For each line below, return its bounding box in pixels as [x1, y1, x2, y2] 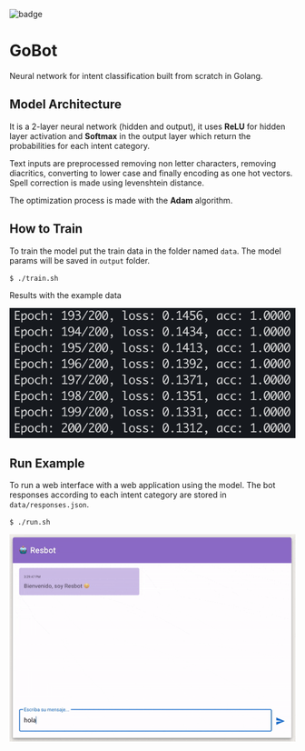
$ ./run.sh [9, 518, 51, 527]
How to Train [9, 221, 84, 236]
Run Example [9, 456, 85, 471]
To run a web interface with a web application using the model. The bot [9, 480, 276, 491]
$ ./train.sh [9, 274, 59, 283]
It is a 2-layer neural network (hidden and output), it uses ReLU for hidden [9, 121, 286, 132]
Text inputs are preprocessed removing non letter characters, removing [9, 157, 277, 168]
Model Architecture [9, 96, 123, 113]
